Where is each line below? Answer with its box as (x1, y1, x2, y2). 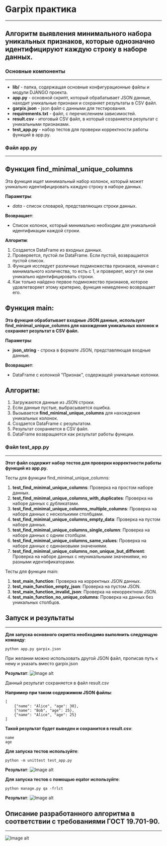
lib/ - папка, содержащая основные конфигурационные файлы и (12, 84, 150, 90)
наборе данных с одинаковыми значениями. (12, 543, 108, 549)
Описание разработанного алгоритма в (5, 809, 135, 818)
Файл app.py (5, 144, 37, 151)
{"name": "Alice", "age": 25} (14, 713, 77, 718)
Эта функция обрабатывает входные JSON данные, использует (5, 317, 145, 323)
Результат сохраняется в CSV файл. (12, 426, 89, 432)
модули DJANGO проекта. (12, 89, 68, 95)
